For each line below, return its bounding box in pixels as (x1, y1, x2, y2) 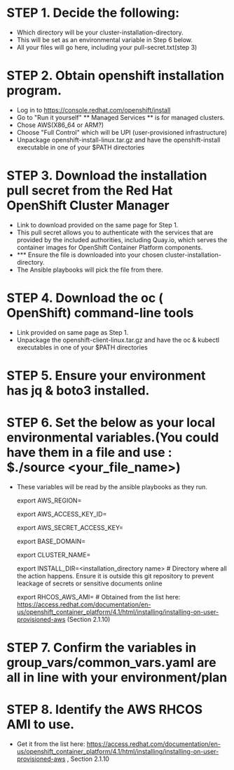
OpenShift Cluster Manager (6, 198, 170, 213)
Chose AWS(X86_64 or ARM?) (16, 121, 104, 129)
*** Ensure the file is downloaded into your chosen (16, 251, 164, 259)
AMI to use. (6, 717, 75, 733)
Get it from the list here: (16, 740, 85, 748)
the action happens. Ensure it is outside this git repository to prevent (16, 571, 214, 580)
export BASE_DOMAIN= (16, 537, 86, 545)
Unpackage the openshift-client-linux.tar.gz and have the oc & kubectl (16, 336, 220, 344)
